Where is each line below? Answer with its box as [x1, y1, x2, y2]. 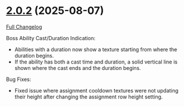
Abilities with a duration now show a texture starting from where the [14, 45, 178, 53]
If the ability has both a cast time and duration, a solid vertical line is [14, 58, 178, 65]
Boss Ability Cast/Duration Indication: [6, 34, 96, 41]
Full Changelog [6, 23, 43, 30]
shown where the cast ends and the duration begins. [14, 64, 141, 71]
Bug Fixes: [6, 76, 31, 83]
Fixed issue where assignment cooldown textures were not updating [14, 87, 179, 94]
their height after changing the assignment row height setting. [14, 93, 163, 100]
